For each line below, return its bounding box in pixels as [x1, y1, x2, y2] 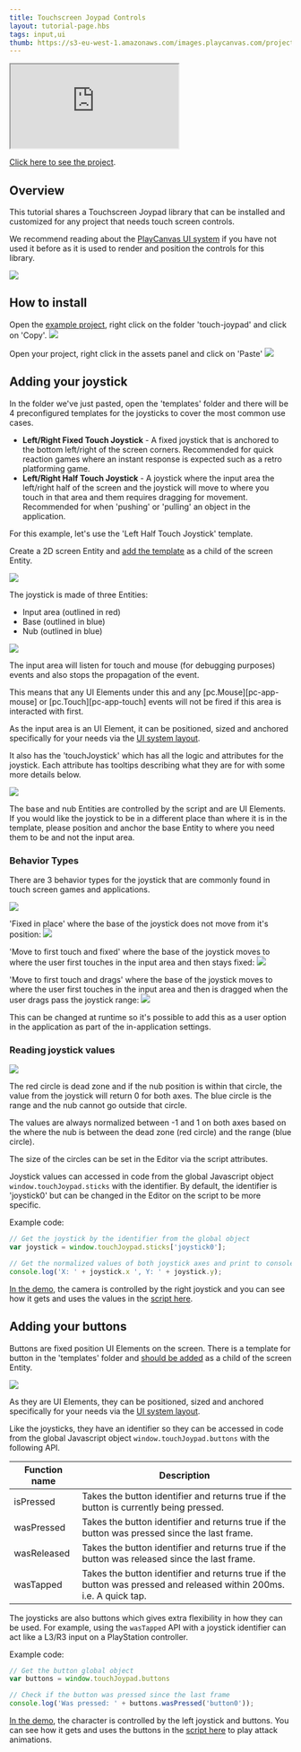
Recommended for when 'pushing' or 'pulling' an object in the [21, 501, 251, 512]
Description [159, 1469, 211, 1481]
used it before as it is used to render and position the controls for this [9, 243, 264, 254]
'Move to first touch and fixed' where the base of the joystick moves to [9, 946, 271, 957]
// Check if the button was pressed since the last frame [9, 1691, 230, 1700]
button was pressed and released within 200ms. [82, 1578, 285, 1591]
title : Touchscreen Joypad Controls [9, 13, 146, 22]
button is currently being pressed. [82, 1501, 224, 1513]
